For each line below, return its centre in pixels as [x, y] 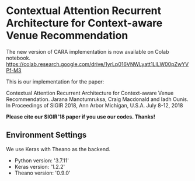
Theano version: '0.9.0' [42, 173]
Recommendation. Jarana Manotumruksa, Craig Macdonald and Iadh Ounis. [97, 99]
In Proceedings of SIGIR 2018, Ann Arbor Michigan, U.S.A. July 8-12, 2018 [95, 105]
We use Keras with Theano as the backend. [58, 149]
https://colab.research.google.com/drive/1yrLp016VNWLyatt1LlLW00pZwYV [97, 64]
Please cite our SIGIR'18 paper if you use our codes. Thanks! [81, 116]
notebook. [18, 58]
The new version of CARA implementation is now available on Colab [88, 51]
